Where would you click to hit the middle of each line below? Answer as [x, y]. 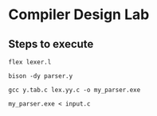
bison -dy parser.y [41, 76]
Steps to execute [51, 44]
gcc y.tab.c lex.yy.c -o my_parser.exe [75, 90]
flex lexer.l [30, 62]
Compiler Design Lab [79, 15]
